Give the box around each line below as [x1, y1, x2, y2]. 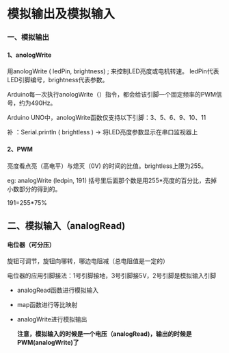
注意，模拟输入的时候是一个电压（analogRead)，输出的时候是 [16, 330, 192, 338]
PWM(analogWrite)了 [16, 339, 79, 347]
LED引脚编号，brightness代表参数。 [7, 76, 109, 84]
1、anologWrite [7, 51, 52, 59]
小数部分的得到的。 [7, 184, 62, 193]
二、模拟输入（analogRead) [7, 220, 126, 232]
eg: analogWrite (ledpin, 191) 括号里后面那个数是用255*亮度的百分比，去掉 [7, 176, 217, 184]
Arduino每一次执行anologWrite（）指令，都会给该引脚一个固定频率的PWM [7, 90, 217, 99]
